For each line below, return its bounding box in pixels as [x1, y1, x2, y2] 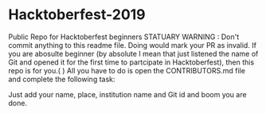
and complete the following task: [8, 74, 115, 84]
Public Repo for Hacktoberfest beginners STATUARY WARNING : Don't [8, 32, 240, 41]
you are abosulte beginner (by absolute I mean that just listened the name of [8, 49, 259, 58]
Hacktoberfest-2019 [8, 6, 146, 24]
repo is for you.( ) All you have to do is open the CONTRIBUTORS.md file [8, 65, 245, 75]
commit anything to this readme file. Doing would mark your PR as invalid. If [8, 40, 257, 49]
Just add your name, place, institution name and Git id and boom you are [8, 89, 247, 99]
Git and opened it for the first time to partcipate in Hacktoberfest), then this [8, 57, 255, 67]
